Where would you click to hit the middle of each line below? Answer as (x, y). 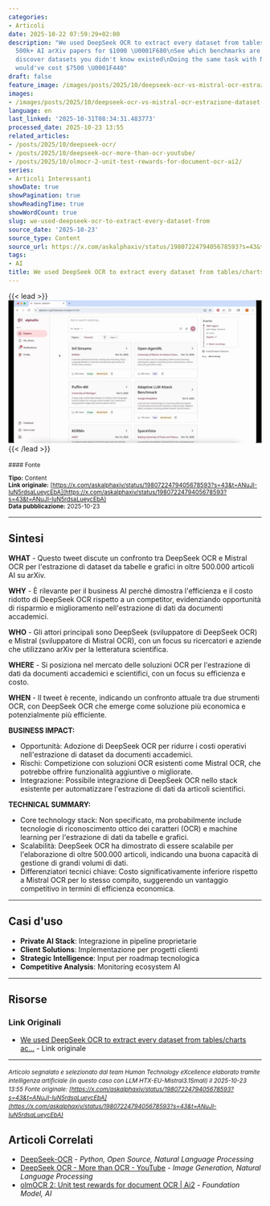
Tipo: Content (28, 478)
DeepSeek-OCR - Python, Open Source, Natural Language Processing (137, 1159)
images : (21, 94)
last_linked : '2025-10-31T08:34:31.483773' (82, 119)
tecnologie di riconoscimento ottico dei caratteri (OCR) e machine (129, 828)
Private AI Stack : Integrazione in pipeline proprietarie (108, 941)
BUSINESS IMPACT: (42, 730)
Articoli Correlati (51, 1139)
